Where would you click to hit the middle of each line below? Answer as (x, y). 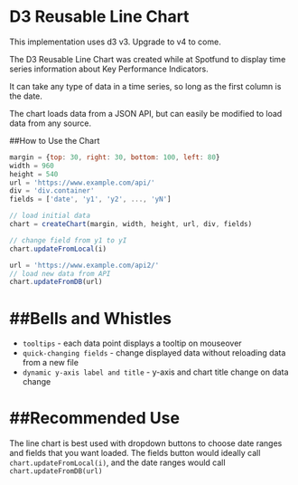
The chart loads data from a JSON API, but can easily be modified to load (146, 113)
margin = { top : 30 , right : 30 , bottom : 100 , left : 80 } (115, 157)
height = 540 (34, 174)
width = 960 (32, 166)
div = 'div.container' (52, 191)
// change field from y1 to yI (68, 240)
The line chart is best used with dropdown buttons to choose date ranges (146, 443)
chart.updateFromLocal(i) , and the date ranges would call (117, 462)
